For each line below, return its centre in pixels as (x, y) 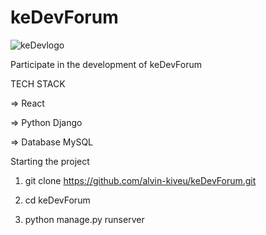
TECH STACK (38, 83)
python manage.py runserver (84, 219)
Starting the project (50, 161)
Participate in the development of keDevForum (106, 64)
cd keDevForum (57, 200)
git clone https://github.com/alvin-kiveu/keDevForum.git (140, 180)
